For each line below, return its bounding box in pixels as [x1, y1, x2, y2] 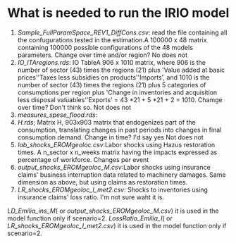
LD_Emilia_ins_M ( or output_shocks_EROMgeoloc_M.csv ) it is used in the [7, 206, 220, 215]
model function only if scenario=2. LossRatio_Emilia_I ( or [7, 213, 173, 223]
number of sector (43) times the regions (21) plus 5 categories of [17, 80, 206, 89]
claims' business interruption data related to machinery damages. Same [17, 170, 227, 179]
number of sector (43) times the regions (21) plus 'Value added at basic [17, 66, 225, 74]
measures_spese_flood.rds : [17, 111, 98, 119]
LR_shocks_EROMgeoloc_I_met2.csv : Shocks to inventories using [17, 185, 208, 194]
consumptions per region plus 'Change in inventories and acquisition [17, 88, 218, 96]
